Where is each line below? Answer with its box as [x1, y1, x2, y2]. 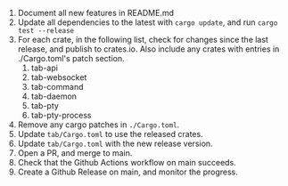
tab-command [30, 82, 84, 92]
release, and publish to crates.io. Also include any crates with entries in [17, 44, 280, 54]
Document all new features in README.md [17, 8, 174, 18]
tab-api [30, 62, 58, 73]
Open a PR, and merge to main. [17, 148, 133, 158]
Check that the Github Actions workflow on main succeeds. [17, 158, 236, 167]
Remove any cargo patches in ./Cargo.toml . [17, 119, 180, 130]
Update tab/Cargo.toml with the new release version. [17, 138, 213, 149]
